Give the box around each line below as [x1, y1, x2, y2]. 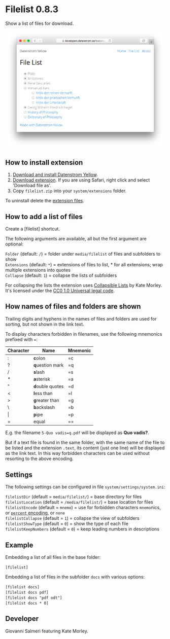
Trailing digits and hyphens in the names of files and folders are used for [5, 315, 157, 322]
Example [5, 541, 33, 549]
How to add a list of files [5, 212, 83, 221]
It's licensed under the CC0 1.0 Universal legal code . [5, 288, 115, 294]
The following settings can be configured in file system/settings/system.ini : [5, 484, 165, 490]
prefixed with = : [5, 336, 38, 342]
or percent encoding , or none [5, 510, 65, 516]
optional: [5, 241, 24, 247]
